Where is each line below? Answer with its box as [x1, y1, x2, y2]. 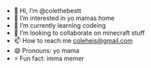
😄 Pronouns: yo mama [13, 46, 80, 55]
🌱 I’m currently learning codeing [13, 22, 106, 29]
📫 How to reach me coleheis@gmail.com [13, 37, 134, 44]
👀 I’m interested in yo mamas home [13, 14, 115, 22]
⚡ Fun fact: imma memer [13, 54, 85, 62]
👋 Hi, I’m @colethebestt [13, 7, 81, 15]
